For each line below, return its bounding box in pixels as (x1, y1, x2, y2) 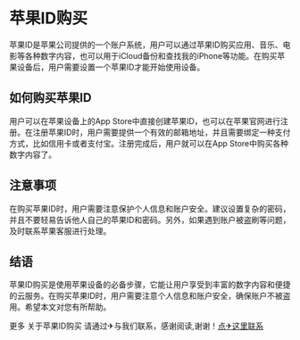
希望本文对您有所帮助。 (24, 302, 112, 312)
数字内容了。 (9, 149, 56, 160)
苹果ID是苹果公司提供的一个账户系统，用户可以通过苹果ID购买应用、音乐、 (9, 39, 283, 50)
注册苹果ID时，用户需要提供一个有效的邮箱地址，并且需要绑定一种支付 (32, 127, 291, 137)
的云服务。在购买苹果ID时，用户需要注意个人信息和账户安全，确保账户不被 (9, 291, 283, 302)
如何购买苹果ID (9, 90, 92, 105)
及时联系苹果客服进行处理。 (9, 225, 112, 236)
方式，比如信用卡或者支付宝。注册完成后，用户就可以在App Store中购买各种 (9, 137, 288, 148)
